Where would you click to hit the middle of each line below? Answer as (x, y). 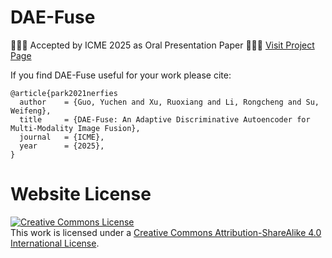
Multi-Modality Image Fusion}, (75, 128)
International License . (55, 243)
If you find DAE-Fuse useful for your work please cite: (121, 75)
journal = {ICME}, (62, 137)
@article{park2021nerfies (64, 93)
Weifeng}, (31, 111)
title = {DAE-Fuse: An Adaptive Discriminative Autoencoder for (165, 119)
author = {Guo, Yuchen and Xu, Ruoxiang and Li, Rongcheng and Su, (169, 102)
